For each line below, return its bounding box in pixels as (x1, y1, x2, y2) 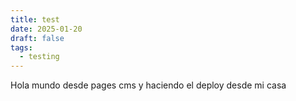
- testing (19, 52, 60, 62)
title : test (10, 14, 60, 25)
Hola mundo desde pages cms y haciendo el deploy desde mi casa (10, 79, 287, 91)
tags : (10, 42, 33, 53)
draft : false (10, 33, 65, 43)
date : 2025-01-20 (10, 24, 83, 34)
